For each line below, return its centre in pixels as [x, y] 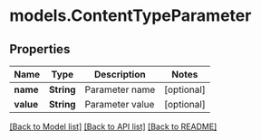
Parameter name [120, 89]
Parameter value [120, 104]
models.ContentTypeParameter [130, 16]
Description [120, 75]
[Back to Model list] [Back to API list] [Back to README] [113, 126]
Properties [40, 49]
